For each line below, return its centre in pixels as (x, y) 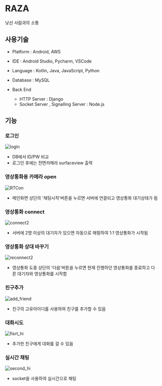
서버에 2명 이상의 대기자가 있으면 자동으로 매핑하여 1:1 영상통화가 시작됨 (80, 233)
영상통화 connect (25, 212)
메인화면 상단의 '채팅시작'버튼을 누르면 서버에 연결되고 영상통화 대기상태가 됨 (85, 198)
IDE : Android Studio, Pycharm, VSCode (52, 61)
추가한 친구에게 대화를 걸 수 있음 (43, 343)
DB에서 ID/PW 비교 (30, 157)
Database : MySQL (31, 80)
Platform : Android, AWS (36, 51)
